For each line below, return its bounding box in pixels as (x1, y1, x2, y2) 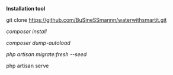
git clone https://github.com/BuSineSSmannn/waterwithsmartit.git (6, 17, 167, 23)
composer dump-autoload (6, 40, 71, 46)
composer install (6, 28, 47, 35)
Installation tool (6, 5, 46, 12)
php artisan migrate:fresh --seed (6, 51, 87, 58)
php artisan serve (6, 62, 49, 69)
